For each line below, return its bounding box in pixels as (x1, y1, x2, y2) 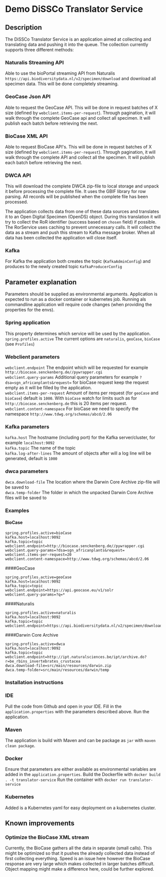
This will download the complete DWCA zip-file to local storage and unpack (5, 183, 159, 189)
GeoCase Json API (5, 93, 51, 100)
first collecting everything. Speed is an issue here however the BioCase (5, 856, 151, 862)
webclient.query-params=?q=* (5, 592, 65, 597)
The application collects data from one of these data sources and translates (5, 209, 160, 215)
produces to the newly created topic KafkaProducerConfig (5, 264, 123, 270)
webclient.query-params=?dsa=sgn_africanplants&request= (5, 548, 125, 553)
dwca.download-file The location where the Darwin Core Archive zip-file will (5, 479, 160, 485)
